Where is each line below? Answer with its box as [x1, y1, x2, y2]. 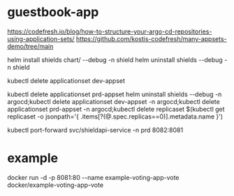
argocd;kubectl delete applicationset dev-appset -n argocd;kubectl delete [7, 97, 220, 105]
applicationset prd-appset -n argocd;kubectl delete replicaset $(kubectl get [7, 105, 225, 113]
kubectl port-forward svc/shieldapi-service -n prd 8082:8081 [7, 126, 184, 134]
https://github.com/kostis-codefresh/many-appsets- [75, 34, 227, 43]
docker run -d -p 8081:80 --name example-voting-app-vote [7, 173, 180, 181]
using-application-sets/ [7, 34, 75, 43]
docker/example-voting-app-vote [7, 181, 103, 189]
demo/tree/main [7, 42, 54, 50]
